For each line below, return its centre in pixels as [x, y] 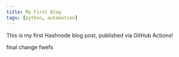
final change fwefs [30, 47]
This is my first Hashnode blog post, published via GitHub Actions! [90, 35]
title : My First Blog [34, 12]
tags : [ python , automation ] [42, 18]
